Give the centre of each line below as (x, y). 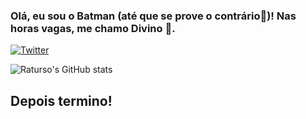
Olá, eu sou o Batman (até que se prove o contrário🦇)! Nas (153, 16)
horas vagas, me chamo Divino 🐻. (93, 28)
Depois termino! (61, 100)
